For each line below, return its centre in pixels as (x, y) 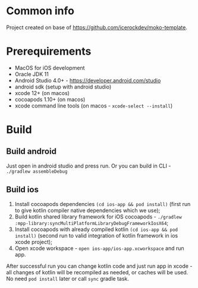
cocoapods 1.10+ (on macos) (50, 99)
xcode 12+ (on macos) (42, 93)
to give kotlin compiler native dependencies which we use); (87, 210)
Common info (40, 11)
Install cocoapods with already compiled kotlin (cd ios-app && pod (96, 229)
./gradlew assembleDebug (37, 171)
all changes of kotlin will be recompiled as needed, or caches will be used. (97, 272)
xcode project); (33, 242)
